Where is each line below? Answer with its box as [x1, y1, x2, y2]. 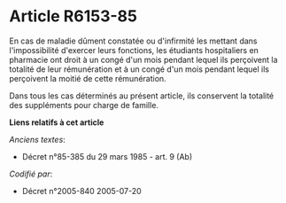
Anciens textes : [9, 134, 66, 144]
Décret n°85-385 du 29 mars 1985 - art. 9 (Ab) [21, 151, 193, 161]
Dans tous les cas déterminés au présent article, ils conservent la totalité [9, 90, 274, 101]
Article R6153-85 [9, 6, 137, 27]
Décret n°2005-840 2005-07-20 [21, 185, 142, 196]
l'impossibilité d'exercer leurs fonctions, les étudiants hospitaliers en [9, 44, 259, 55]
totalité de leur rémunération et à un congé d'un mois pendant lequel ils [9, 64, 270, 74]
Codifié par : [9, 168, 53, 179]
